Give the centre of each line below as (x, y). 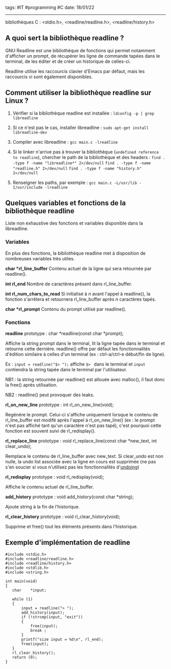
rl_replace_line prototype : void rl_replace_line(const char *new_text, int (81, 441)
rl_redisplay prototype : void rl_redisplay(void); (55, 477)
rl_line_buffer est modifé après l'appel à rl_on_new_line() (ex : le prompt (80, 420)
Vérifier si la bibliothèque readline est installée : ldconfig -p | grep (83, 113)
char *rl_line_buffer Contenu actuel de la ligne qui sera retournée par (78, 269)
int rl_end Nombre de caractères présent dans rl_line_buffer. (69, 284)
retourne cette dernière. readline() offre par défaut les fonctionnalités (78, 349)
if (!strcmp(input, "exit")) (52, 617)
